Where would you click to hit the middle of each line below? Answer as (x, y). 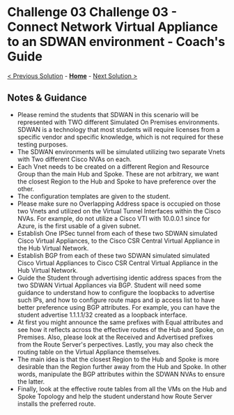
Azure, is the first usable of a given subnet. (79, 226)
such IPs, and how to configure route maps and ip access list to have (116, 300)
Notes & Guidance (47, 98)
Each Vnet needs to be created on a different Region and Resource (113, 166)
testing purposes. (42, 144)
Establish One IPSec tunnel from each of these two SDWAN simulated (117, 233)
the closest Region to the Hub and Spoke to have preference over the (117, 181)
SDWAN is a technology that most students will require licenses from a (119, 129)
